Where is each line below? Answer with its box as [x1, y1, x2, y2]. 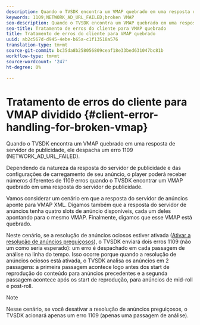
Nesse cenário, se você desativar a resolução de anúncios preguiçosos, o [6, 305, 187, 313]
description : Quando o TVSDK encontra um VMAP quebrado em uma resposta [6, 8, 190, 15]
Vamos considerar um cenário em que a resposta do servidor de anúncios [6, 195, 188, 202]
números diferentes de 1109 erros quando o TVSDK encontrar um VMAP [6, 177, 183, 184]
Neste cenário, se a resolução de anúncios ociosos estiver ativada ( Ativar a [6, 232, 191, 239]
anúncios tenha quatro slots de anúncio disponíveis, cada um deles [6, 208, 171, 215]
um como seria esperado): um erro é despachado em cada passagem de [6, 244, 185, 252]
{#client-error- [83, 108, 159, 121]
